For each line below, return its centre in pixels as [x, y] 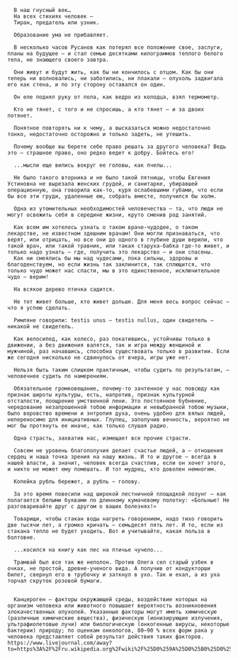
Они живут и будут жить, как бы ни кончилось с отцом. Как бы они [114, 72]
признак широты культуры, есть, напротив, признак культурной [101, 395]
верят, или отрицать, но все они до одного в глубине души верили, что [115, 240]
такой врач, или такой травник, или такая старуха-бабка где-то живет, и [119, 246]
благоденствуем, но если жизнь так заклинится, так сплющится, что [109, 264]
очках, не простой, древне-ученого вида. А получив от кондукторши [109, 569]
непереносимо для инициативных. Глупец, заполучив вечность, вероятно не [119, 420]
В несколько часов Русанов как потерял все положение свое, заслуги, [118, 47]
